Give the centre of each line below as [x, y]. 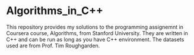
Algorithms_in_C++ [55, 11]
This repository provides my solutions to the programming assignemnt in [95, 27]
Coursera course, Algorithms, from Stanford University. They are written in [97, 33]
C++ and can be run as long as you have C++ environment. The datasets [95, 39]
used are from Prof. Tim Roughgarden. [53, 46]
